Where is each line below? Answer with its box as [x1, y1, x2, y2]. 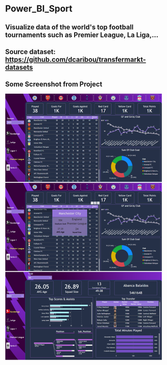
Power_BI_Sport [5, 3, 73, 14]
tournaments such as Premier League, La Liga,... [5, 30, 159, 39]
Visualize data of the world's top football [5, 23, 134, 31]
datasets [5, 63, 33, 71]
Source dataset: [5, 47, 56, 56]
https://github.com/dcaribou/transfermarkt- [5, 55, 146, 64]
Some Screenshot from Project [5, 80, 103, 89]
